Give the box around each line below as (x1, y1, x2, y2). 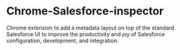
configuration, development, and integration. (6, 37, 119, 44)
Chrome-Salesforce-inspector (6, 4, 164, 18)
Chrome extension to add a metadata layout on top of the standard (6, 24, 174, 31)
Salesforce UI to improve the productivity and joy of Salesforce (6, 30, 165, 37)
